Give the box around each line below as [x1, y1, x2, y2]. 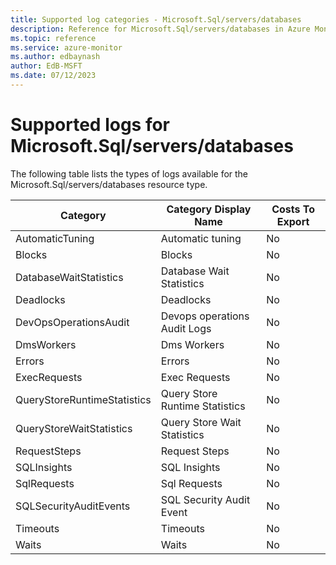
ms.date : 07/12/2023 [10, 71, 97, 81]
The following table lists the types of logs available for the [10, 167, 249, 180]
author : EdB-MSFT [10, 61, 83, 71]
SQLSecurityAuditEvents [15, 499, 131, 513]
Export [276, 214, 310, 228]
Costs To [271, 202, 315, 216]
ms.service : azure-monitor [10, 42, 123, 53]
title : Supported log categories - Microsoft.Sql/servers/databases [10, 14, 302, 25]
